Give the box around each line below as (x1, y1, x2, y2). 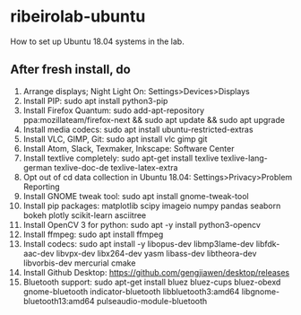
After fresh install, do (10, 62, 131, 77)
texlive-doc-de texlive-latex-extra (54, 162, 178, 172)
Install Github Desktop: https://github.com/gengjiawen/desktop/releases (22, 267, 290, 277)
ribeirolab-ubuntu (10, 6, 146, 27)
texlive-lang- (220, 153, 268, 163)
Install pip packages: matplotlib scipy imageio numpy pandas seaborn (22, 200, 281, 211)
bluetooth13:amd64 (22, 295, 95, 306)
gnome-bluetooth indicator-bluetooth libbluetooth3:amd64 (22, 285, 240, 297)
